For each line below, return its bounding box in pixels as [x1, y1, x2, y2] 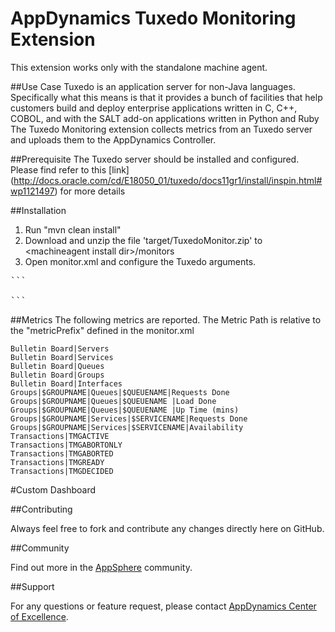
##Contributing [10, 503, 73, 515]
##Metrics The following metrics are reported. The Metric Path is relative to [10, 313, 322, 326]
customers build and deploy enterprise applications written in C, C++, [10, 102, 298, 114]
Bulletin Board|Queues [10, 361, 105, 371]
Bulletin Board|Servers [10, 343, 110, 354]
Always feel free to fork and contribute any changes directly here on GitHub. [10, 522, 325, 534]
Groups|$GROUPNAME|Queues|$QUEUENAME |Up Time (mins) [10, 405, 240, 415]
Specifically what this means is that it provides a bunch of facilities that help [10, 91, 323, 103]
